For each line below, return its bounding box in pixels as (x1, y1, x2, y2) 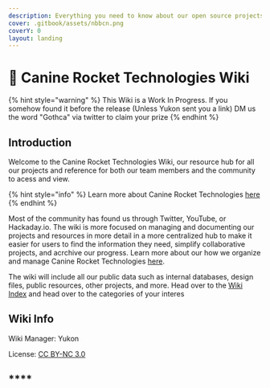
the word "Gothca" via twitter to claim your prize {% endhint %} (8, 112, 219, 122)
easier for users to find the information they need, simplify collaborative (8, 239, 246, 249)
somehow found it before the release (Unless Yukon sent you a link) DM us (8, 104, 256, 113)
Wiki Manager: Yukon (8, 333, 80, 343)
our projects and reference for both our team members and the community (8, 165, 256, 175)
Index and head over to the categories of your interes (8, 289, 185, 298)
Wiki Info (8, 312, 55, 326)
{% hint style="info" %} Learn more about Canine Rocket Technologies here (8, 190, 260, 199)
